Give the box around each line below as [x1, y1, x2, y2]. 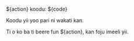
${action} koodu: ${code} [6, 6, 68, 12]
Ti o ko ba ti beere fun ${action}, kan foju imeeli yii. [6, 28, 129, 35]
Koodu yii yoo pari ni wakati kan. [6, 17, 84, 23]
